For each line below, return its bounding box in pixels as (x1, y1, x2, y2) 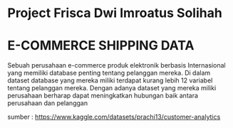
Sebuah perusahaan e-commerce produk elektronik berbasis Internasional (7, 61, 226, 70)
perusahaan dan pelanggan (7, 99, 88, 107)
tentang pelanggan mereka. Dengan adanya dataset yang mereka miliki (7, 84, 217, 92)
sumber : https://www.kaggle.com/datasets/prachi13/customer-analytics (7, 112, 221, 122)
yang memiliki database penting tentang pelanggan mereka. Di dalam (7, 69, 211, 78)
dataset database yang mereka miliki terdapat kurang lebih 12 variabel (7, 76, 213, 85)
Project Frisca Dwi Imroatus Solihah (7, 5, 222, 21)
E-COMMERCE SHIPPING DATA (7, 38, 195, 54)
